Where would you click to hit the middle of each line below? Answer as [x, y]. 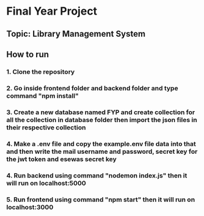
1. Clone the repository [41, 71]
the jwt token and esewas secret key [62, 159]
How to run [28, 54]
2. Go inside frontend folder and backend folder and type [92, 88]
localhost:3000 [30, 207]
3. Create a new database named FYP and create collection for [101, 112]
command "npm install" [42, 96]
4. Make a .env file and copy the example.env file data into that [101, 143]
